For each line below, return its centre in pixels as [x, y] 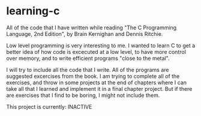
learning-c [33, 11]
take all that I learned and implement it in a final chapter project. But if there [99, 88]
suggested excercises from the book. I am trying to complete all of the [93, 76]
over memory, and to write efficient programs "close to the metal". [88, 58]
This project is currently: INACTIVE [49, 106]
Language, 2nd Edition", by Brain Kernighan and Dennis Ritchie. [85, 33]
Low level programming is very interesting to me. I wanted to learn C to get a [101, 45]
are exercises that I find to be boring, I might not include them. [83, 95]
